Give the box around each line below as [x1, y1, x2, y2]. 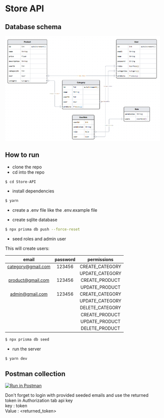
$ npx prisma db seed [5, 337, 50, 342]
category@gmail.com [7, 264, 51, 269]
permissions [87, 256, 114, 262]
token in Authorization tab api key [5, 398, 73, 404]
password [55, 256, 76, 262]
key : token [5, 403, 27, 409]
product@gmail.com [8, 277, 50, 283]
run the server [12, 346, 41, 352]
